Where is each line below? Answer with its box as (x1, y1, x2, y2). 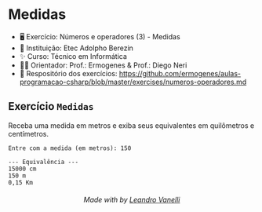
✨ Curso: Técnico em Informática (19, 51, 128, 60)
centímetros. (8, 129, 49, 138)
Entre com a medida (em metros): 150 (8, 144, 132, 152)
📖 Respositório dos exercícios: (19, 68, 118, 78)
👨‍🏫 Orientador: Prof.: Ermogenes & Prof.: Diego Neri (19, 60, 187, 70)
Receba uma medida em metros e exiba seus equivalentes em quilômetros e (8, 120, 255, 130)
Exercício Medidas (8, 100, 94, 113)
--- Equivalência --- (8, 158, 79, 166)
